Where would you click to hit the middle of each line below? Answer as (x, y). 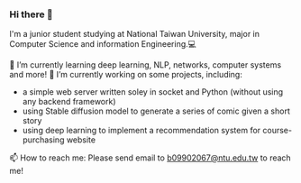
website (81, 140)
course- (278, 131)
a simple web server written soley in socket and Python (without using (153, 92)
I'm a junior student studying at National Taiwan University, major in (134, 34)
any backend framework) (69, 102)
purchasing (43, 140)
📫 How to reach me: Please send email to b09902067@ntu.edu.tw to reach (150, 158)
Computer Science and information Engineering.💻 (103, 44)
